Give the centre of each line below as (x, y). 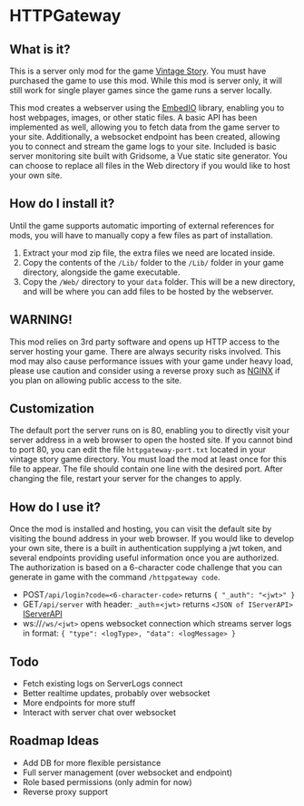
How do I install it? (62, 204)
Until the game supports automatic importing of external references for (142, 225)
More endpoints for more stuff (79, 703)
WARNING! (41, 320)
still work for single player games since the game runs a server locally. (141, 90)
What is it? (40, 49)
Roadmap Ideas (54, 741)
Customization (52, 409)
